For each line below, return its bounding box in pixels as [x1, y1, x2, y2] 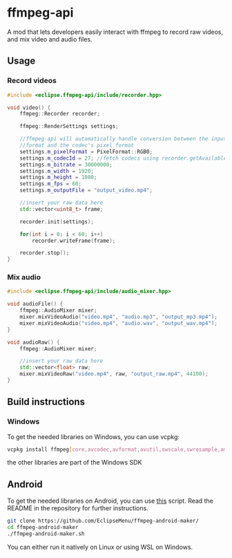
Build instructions [7, 396, 85, 408]
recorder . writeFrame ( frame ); [32, 237, 116, 244]
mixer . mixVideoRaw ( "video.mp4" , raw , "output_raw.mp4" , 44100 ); [19, 371, 209, 378]
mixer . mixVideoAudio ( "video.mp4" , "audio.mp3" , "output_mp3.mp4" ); [19, 313, 217, 321]
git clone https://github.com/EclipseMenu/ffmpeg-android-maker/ [7, 517, 199, 525]
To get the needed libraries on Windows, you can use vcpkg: [7, 432, 180, 440]
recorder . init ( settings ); [19, 218, 95, 225]
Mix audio [7, 272, 41, 282]
